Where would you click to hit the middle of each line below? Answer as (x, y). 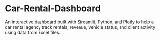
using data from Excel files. (33, 32)
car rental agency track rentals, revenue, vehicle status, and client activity (80, 27)
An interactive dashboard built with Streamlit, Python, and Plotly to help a (80, 22)
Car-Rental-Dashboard (53, 9)
